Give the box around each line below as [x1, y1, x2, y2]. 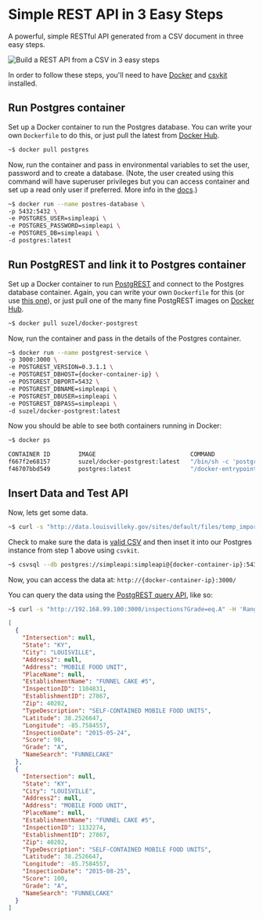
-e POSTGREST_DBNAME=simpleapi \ [8, 385, 117, 393]
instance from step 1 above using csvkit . [8, 545, 139, 555]
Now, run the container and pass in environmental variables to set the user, [8, 159, 250, 170]
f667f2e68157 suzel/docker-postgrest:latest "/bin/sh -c [8, 458, 229, 466]
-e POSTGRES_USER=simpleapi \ [8, 214, 107, 223]
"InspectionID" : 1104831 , [22, 685, 107, 693]
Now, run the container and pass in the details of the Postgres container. [8, 334, 241, 343]
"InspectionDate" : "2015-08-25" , [22, 867, 131, 876]
